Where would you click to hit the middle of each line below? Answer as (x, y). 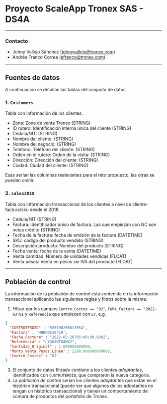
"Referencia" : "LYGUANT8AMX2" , (43, 342)
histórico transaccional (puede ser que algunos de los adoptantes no (83, 386)
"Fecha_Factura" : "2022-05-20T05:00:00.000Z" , (60, 337)
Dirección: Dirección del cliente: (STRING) (55, 160)
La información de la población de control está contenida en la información (82, 294)
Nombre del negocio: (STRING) (44, 144)
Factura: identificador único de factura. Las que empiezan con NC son (84, 224)
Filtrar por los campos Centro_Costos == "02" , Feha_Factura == (77, 309)
